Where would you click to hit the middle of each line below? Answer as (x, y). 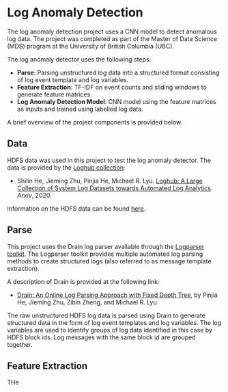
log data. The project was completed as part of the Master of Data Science (112, 38)
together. (20, 344)
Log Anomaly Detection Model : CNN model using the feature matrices (116, 101)
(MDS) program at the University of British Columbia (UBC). (91, 46)
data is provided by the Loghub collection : (66, 167)
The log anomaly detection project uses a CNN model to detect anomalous (112, 31)
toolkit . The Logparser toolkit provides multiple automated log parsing (105, 254)
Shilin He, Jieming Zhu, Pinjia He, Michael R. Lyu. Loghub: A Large (110, 181)
